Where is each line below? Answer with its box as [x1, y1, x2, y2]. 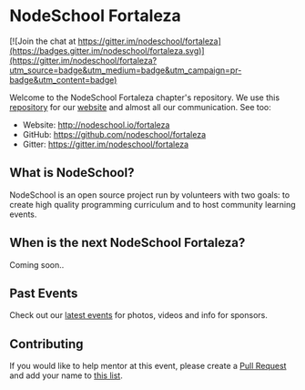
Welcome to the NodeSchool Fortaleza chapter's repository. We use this [9, 92, 280, 103]
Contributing [9, 336, 84, 352]
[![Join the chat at [9, 36, 76, 46]
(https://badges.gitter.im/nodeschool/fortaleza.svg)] [9, 45, 205, 56]
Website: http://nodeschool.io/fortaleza [22, 119, 170, 130]
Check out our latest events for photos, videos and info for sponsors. [9, 310, 269, 321]
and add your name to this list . [9, 370, 123, 381]
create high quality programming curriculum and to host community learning [9, 199, 296, 210]
